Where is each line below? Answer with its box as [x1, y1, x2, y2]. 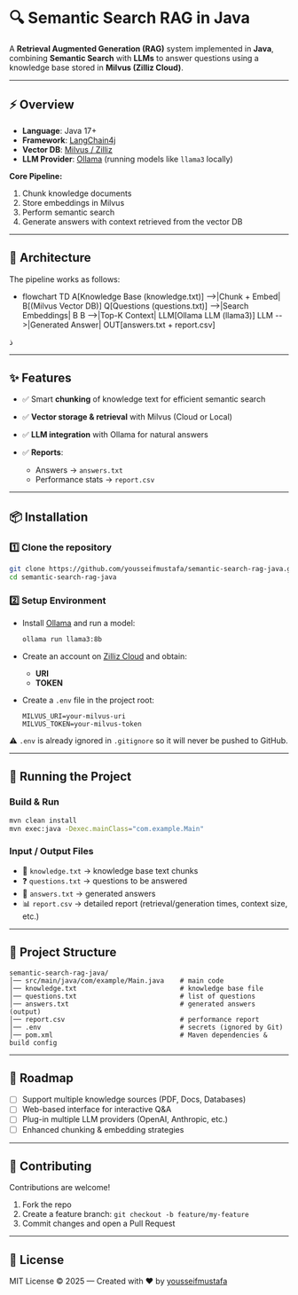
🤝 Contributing [9, 1158, 92, 1173]
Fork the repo [21, 1199, 73, 1210]
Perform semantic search [21, 207, 115, 217]
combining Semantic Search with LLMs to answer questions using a [9, 52, 259, 63]
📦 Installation [9, 509, 89, 524]
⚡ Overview [9, 98, 74, 113]
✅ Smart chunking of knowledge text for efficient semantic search [21, 394, 266, 404]
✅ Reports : [21, 447, 64, 458]
